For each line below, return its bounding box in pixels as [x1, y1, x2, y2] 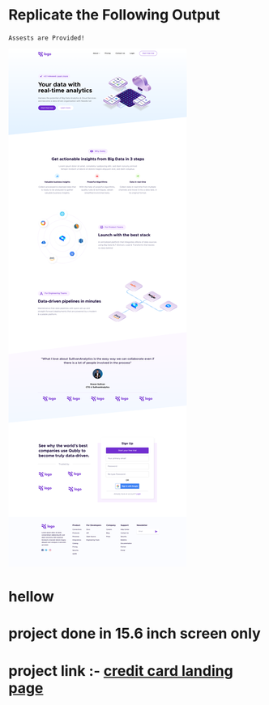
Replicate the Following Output [8, 6, 220, 24]
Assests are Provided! [8, 34, 85, 42]
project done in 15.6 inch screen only [8, 625, 261, 643]
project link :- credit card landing [8, 661, 233, 680]
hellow [8, 588, 54, 606]
